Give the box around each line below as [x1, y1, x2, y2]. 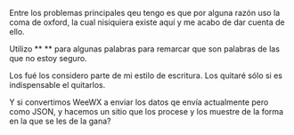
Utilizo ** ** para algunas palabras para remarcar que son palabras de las [9, 44, 281, 54]
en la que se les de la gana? [9, 115, 111, 126]
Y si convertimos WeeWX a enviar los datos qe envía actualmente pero [9, 97, 269, 107]
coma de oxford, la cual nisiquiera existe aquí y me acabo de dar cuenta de [9, 17, 285, 28]
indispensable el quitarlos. [9, 80, 106, 90]
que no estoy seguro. [9, 53, 87, 63]
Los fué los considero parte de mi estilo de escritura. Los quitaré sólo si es [9, 70, 283, 81]
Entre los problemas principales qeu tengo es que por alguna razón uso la [9, 8, 281, 18]
